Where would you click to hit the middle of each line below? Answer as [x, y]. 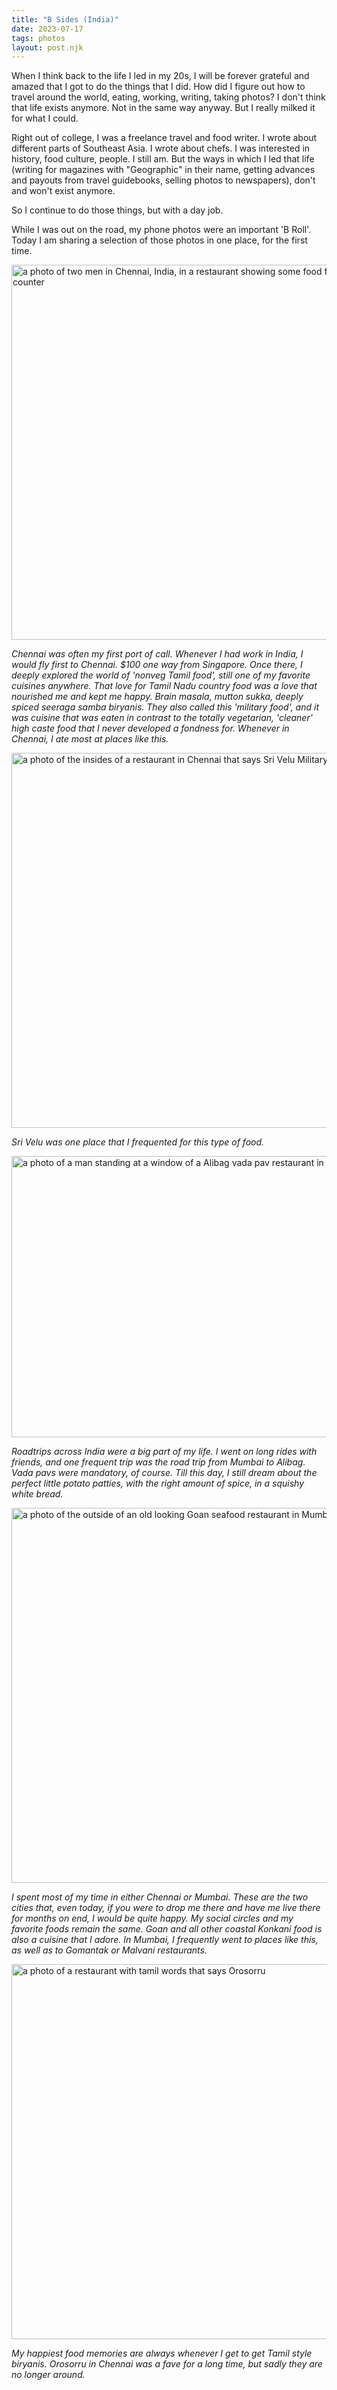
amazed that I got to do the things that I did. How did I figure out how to [158, 87]
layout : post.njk [47, 47]
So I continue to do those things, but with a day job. [117, 210]
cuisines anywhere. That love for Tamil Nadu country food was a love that [164, 686]
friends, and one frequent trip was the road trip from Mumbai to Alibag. [158, 1462]
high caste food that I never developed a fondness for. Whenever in [150, 728]
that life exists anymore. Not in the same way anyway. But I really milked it [163, 108]
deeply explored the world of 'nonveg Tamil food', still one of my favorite [161, 675]
